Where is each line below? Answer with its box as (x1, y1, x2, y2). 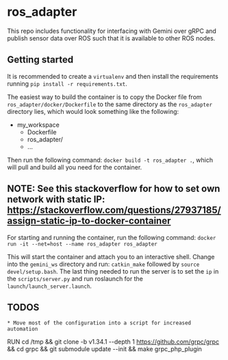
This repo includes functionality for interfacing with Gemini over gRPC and (7, 27, 217, 35)
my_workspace (16, 121, 60, 129)
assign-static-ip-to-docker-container (7, 215, 171, 227)
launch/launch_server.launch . (7, 282, 92, 290)
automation (7, 326, 38, 333)
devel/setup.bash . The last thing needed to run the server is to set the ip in (7, 267, 219, 275)
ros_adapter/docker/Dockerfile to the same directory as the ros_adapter (7, 100, 213, 108)
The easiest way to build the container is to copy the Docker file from (7, 93, 202, 101)
